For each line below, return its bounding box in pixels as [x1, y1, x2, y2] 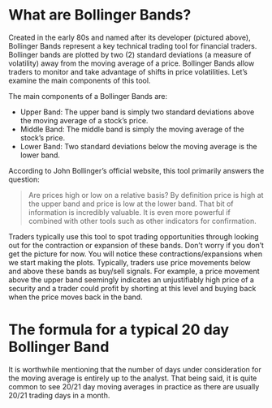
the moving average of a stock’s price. [19, 115, 149, 125]
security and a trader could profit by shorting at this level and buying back [8, 283, 257, 293]
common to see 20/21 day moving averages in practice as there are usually [8, 381, 260, 391]
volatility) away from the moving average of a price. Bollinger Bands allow [8, 58, 255, 68]
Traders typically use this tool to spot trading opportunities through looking [8, 231, 259, 241]
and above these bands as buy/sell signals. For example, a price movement [8, 266, 260, 276]
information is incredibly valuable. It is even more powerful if [28, 207, 231, 217]
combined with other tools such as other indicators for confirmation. [28, 216, 257, 225]
